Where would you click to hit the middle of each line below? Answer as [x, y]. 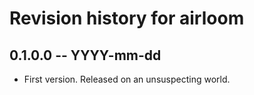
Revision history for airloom [127, 18]
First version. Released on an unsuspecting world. [127, 79]
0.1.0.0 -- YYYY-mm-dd [85, 55]
